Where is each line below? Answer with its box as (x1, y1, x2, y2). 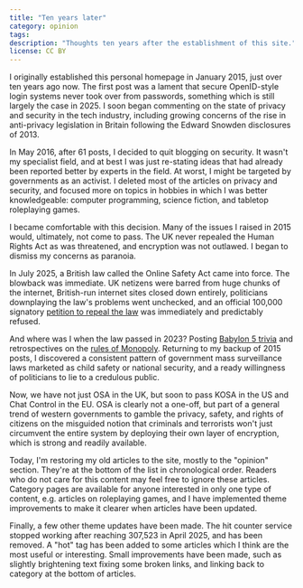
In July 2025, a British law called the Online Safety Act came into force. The (9, 268, 290, 279)
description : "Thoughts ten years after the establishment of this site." (9, 38, 297, 48)
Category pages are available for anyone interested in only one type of (9, 484, 272, 495)
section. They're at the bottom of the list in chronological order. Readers (9, 464, 277, 475)
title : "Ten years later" (9, 13, 106, 23)
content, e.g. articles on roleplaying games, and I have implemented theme (9, 493, 287, 504)
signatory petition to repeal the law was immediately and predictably (9, 306, 263, 317)
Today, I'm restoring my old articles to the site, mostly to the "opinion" (9, 455, 269, 466)
